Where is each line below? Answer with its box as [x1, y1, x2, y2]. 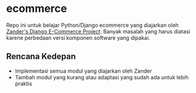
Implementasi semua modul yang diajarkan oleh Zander [14, 67, 152, 75]
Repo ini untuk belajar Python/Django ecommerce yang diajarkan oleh [6, 21, 179, 29]
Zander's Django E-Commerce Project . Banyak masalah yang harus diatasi [6, 27, 191, 35]
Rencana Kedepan [6, 51, 76, 61]
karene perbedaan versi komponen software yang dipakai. [6, 34, 150, 41]
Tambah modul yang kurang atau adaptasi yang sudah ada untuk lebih [14, 73, 189, 80]
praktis [14, 80, 32, 87]
